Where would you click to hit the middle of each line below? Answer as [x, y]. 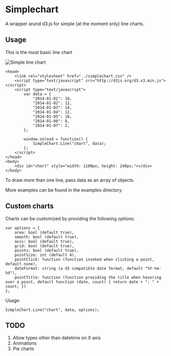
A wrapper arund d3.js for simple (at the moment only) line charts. [75, 24]
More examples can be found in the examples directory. [64, 190]
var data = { [38, 94]
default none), [22, 264]
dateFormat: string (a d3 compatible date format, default [79, 268]
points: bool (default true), [47, 250]
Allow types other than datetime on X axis [57, 338]
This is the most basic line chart [39, 52]
